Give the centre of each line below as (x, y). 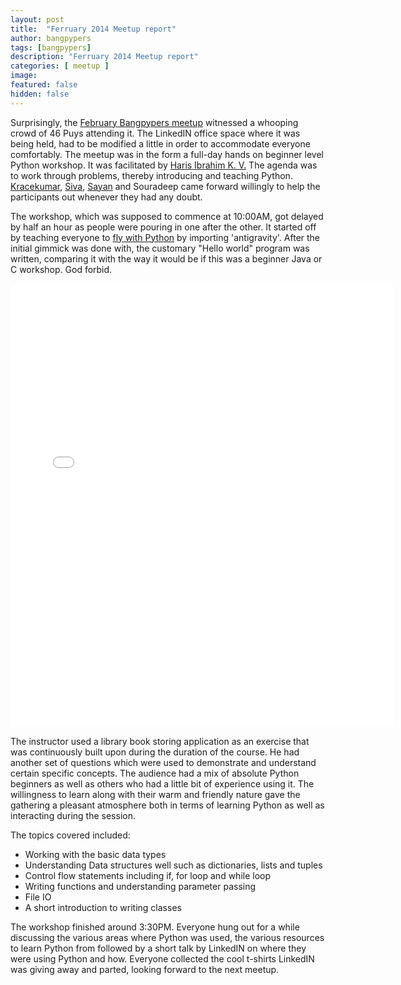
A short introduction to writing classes (103, 907)
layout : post (37, 19)
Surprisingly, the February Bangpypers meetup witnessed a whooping (154, 122)
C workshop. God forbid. (61, 269)
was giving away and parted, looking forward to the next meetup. (145, 969)
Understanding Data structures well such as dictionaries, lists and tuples (173, 865)
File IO (38, 897)
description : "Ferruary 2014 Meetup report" (104, 57)
